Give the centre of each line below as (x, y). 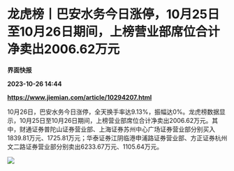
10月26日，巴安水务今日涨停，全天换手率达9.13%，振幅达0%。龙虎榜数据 (114, 112)
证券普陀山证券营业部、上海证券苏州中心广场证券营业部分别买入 (123, 129)
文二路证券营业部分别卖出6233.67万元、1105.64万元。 (85, 147)
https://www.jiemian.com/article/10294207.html (80, 97)
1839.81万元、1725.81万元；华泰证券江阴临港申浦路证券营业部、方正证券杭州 (117, 137)
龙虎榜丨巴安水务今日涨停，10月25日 (114, 14)
